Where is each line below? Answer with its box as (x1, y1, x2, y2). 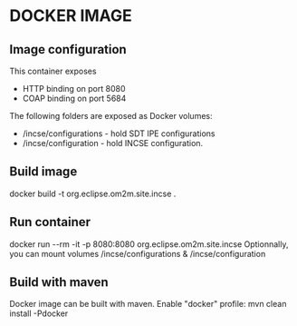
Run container (9, 214, 91, 230)
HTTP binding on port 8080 (22, 84, 126, 94)
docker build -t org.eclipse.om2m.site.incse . (9, 188, 177, 199)
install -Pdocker (9, 308, 69, 319)
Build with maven (9, 274, 109, 291)
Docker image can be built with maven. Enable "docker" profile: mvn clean (9, 299, 287, 310)
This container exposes (9, 65, 97, 76)
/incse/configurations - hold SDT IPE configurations (22, 128, 216, 139)
